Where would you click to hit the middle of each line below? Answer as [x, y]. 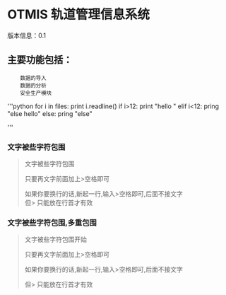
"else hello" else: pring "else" [50, 113]
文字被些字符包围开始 [55, 239]
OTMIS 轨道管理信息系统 [79, 15]
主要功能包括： [40, 60]
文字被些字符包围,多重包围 [52, 222]
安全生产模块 [36, 93]
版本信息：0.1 [26, 35]
